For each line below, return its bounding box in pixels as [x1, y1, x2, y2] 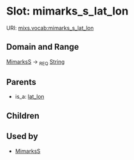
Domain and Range [6, 42, 79, 52]
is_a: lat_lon [15, 93, 44, 101]
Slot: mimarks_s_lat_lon [6, 4, 129, 18]
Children [6, 110, 39, 121]
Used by [6, 132, 38, 142]
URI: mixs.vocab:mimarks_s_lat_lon [6, 24, 94, 32]
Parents [6, 77, 36, 87]
